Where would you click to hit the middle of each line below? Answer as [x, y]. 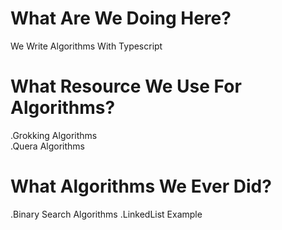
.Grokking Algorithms [54, 135]
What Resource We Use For [126, 86]
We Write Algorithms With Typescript [86, 46]
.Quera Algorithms [47, 146]
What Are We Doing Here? [121, 18]
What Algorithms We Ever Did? [141, 186]
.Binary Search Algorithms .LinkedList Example [106, 214]
